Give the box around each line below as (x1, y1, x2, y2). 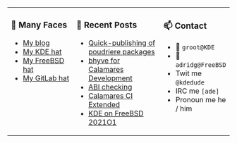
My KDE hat (23, 46, 62, 56)
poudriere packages (87, 46, 155, 56)
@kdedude (175, 78, 205, 87)
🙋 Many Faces (11, 20, 68, 31)
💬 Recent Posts (76, 20, 138, 31)
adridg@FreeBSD (175, 61, 226, 69)
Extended (87, 99, 121, 109)
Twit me (175, 68, 202, 78)
